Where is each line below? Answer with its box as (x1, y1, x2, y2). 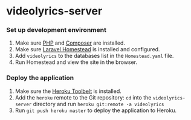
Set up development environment (6, 26, 107, 34)
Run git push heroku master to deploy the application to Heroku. (15, 107, 177, 114)
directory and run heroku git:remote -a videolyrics (33, 100, 164, 107)
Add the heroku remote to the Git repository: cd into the (15, 93, 152, 101)
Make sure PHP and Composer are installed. (15, 39, 126, 46)
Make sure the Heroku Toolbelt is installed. (15, 87, 122, 95)
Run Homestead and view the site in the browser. (15, 58, 138, 66)
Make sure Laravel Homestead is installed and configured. (15, 46, 160, 53)
